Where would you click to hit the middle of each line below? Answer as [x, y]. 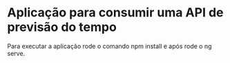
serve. [16, 53]
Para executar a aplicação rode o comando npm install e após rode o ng [109, 46]
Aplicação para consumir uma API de [115, 13]
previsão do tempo [62, 27]
